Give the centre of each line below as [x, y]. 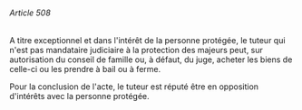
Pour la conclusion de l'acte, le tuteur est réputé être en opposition [134, 87]
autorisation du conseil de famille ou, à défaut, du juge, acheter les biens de [151, 60]
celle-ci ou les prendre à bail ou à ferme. [85, 69]
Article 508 [30, 13]
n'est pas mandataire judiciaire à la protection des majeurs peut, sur [136, 50]
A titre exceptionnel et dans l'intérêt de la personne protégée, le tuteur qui [147, 41]
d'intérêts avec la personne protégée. [79, 96]
